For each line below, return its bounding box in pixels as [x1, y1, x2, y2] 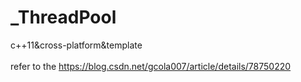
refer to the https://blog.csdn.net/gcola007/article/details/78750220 [10, 60, 292, 72]
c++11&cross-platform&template [10, 39, 143, 51]
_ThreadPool [10, 6, 117, 29]
